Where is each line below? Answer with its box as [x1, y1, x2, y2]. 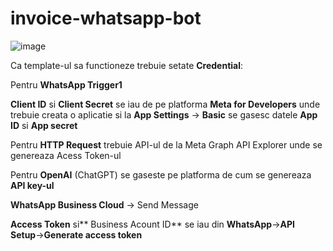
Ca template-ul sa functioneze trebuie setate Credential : [10, 59, 244, 71]
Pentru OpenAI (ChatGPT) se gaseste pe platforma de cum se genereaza [10, 168, 312, 181]
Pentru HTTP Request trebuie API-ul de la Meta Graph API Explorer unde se [10, 138, 323, 151]
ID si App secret [10, 119, 78, 131]
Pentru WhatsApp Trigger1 [10, 78, 123, 91]
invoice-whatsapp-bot [10, 7, 202, 30]
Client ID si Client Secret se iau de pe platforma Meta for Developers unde [10, 98, 321, 110]
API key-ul [10, 179, 55, 191]
